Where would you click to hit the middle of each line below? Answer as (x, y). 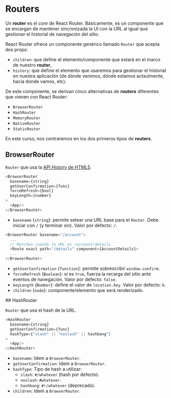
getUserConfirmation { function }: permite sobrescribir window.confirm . (86, 268)
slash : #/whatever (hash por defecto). (60, 375)
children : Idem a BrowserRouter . (47, 391)
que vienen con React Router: (37, 97)
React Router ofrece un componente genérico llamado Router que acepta (82, 44)
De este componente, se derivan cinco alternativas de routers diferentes (82, 91)
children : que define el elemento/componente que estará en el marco (86, 59)
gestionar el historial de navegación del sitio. (52, 34)
